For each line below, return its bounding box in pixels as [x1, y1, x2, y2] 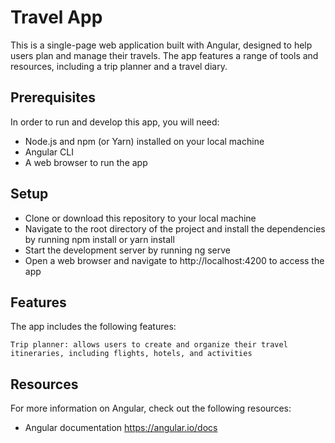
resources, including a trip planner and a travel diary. [10, 60, 228, 72]
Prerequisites [10, 89, 96, 106]
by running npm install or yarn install [24, 233, 175, 245]
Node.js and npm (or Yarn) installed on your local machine [24, 135, 265, 147]
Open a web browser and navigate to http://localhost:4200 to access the [24, 254, 325, 266]
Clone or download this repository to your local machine [24, 212, 257, 224]
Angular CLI [24, 146, 74, 158]
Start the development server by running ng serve [24, 244, 232, 256]
